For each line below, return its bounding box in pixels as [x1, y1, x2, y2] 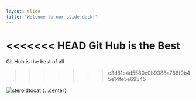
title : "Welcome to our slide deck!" [6, 14, 98, 20]
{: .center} [42, 87, 67, 94]
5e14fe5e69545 [108, 76, 146, 83]
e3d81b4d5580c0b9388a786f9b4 [108, 69, 191, 76]
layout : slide [6, 8, 41, 15]
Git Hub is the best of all [6, 58, 64, 65]
